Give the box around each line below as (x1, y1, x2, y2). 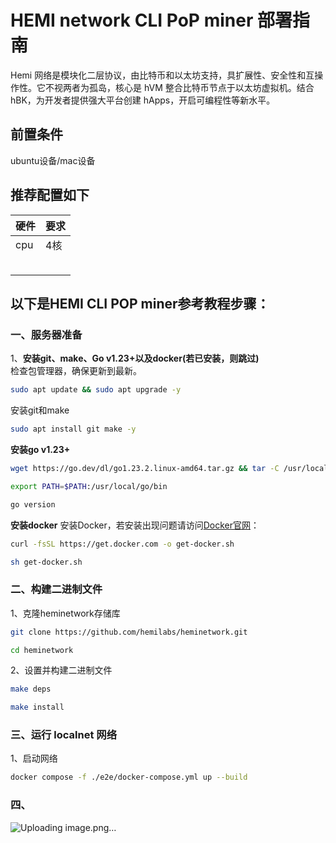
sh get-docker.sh (10, 557, 83, 567)
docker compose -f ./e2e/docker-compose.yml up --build (10, 772, 248, 783)
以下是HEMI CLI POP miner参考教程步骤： (10, 295, 270, 312)
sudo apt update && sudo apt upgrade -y (10, 385, 182, 395)
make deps (10, 684, 52, 695)
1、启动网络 (10, 752, 58, 765)
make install (10, 702, 65, 713)
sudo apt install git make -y (10, 424, 137, 435)
